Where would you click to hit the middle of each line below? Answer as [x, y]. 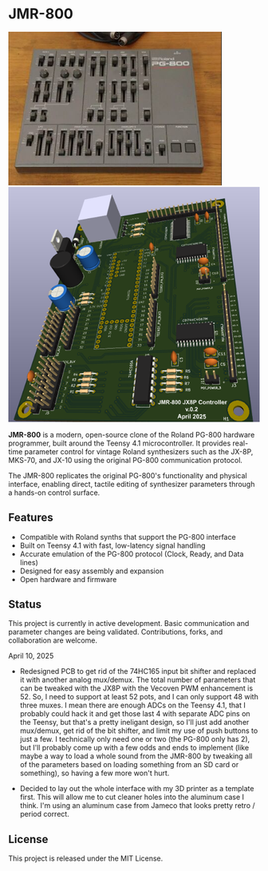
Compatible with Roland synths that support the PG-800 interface [128, 536]
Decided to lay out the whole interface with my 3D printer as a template [137, 789]
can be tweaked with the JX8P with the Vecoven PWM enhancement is [136, 688]
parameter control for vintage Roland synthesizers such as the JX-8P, [139, 451]
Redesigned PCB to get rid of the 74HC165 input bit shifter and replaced [138, 671]
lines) [29, 562]
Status [25, 604]
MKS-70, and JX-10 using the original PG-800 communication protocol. [126, 460]
